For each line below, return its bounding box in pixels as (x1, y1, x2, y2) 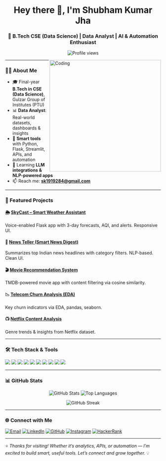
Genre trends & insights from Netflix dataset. (5, 329, 96, 335)
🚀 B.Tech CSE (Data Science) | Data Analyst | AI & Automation (8, 33, 158, 40)
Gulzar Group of (12, 96, 45, 102)
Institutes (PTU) (12, 102, 44, 108)
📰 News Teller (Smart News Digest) (5, 239, 79, 245)
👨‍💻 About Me (5, 67, 37, 74)
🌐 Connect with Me (5, 417, 53, 424)
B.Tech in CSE (12, 86, 42, 92)
